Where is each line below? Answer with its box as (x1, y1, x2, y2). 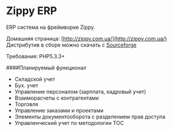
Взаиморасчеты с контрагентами (14, 94, 99, 101)
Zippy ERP (6, 4, 58, 18)
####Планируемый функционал (6, 64, 86, 71)
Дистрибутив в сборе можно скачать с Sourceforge (6, 41, 137, 48)
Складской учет (14, 75, 55, 82)
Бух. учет (14, 81, 38, 89)
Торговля (14, 100, 38, 107)
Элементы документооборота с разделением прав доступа (14, 113, 166, 120)
